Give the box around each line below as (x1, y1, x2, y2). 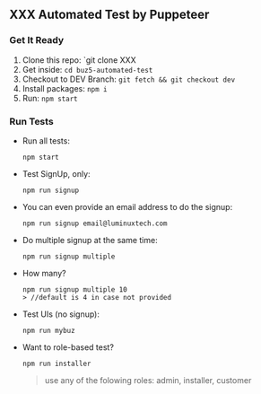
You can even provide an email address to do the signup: (22, 201, 233, 212)
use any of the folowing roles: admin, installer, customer (44, 374, 252, 385)
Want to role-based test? (22, 341, 115, 353)
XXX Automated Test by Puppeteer (9, 7, 210, 22)
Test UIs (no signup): (22, 309, 100, 320)
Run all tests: (22, 135, 70, 146)
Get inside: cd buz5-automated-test (22, 64, 153, 74)
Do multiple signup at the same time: (22, 234, 159, 245)
